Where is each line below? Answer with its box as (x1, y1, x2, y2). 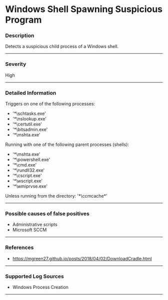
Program (5, 14, 42, 26)
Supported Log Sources (5, 272, 64, 279)
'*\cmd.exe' (12, 162, 37, 168)
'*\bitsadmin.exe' (12, 126, 48, 132)
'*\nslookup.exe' (12, 116, 46, 122)
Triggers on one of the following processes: (5, 101, 95, 107)
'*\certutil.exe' (12, 121, 42, 127)
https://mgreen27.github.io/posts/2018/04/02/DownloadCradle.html (12, 255, 152, 261)
